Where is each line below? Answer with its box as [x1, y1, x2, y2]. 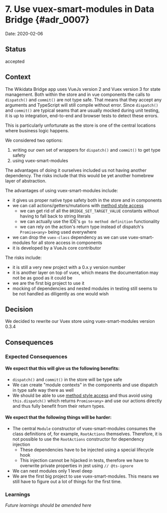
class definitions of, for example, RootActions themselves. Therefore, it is [12, 431, 163, 437]
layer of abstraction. [5, 178, 46, 184]
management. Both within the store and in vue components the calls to [5, 91, 151, 97]
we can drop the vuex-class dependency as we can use [12, 234, 128, 240]
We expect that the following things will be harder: [5, 414, 112, 420]
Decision [5, 305, 33, 313]
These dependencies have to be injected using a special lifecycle [19, 447, 154, 453]
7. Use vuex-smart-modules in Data [5, 3, 155, 15]
